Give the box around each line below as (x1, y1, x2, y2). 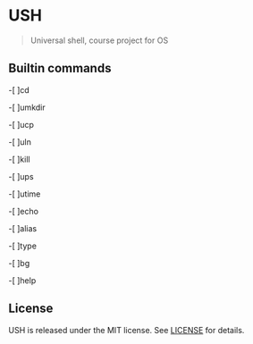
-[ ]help (8, 274, 37, 286)
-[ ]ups (8, 171, 34, 181)
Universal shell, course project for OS (30, 35, 169, 46)
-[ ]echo (8, 206, 39, 216)
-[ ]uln (8, 136, 32, 147)
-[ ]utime (8, 189, 41, 199)
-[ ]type (8, 240, 38, 251)
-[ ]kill (8, 154, 30, 164)
